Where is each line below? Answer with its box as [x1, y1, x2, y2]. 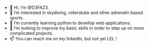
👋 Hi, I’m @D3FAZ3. [9, 5, 50, 10]
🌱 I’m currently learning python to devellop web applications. [9, 20, 132, 26]
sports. [9, 15, 24, 20]
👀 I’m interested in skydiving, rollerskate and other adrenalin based [9, 10, 143, 15]
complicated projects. [9, 31, 53, 36]
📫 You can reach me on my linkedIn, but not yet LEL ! [9, 36, 117, 41]
